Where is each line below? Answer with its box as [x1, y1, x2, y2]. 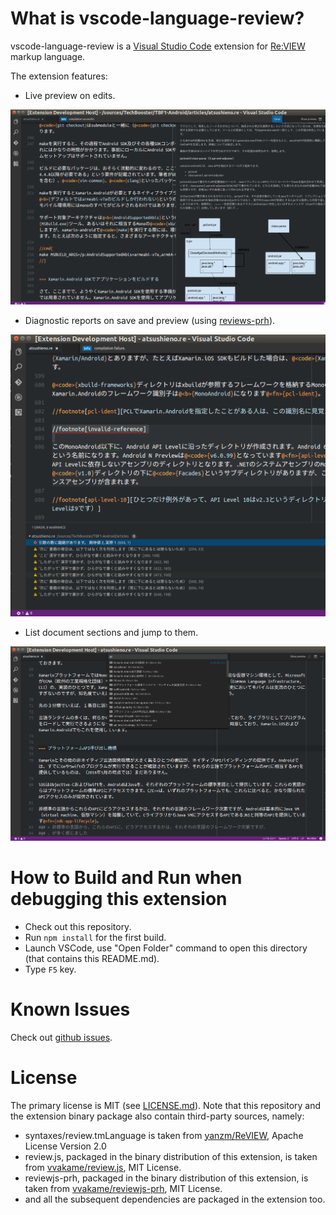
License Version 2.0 [24, 1140, 107, 1152]
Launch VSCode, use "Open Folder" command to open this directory [24, 942, 308, 954]
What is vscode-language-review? [10, 7, 305, 30]
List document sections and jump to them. [24, 626, 199, 638]
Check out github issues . [10, 1031, 113, 1043]
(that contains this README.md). [24, 952, 160, 964]
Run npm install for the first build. [24, 931, 167, 943]
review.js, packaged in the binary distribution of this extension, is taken [24, 1150, 318, 1162]
